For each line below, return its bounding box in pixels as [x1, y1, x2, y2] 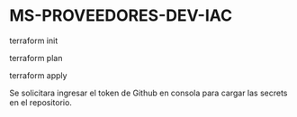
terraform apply [9, 69, 67, 81]
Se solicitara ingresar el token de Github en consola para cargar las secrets [9, 87, 288, 98]
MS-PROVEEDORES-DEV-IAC [9, 5, 232, 26]
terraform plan [9, 52, 63, 63]
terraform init [9, 35, 58, 46]
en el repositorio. [9, 96, 72, 108]
